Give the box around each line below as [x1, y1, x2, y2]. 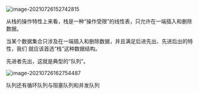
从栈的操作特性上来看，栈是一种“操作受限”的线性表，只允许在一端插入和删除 [6, 18, 192, 25]
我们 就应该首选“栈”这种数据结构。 [16, 45, 101, 52]
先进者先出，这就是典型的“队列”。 [6, 58, 89, 64]
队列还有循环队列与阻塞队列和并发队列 [6, 82, 99, 89]
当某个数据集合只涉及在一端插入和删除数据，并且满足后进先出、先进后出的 [6, 38, 188, 44]
